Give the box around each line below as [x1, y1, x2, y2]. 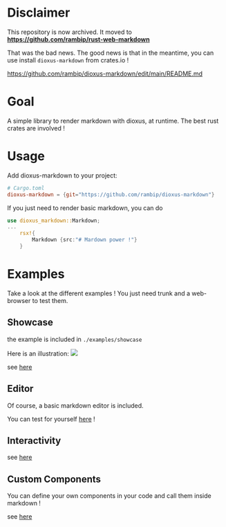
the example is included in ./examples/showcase [7, 335, 142, 343]
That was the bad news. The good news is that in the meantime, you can [7, 49, 214, 57]
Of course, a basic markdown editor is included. [7, 401, 144, 410]
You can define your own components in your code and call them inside [7, 492, 212, 500]
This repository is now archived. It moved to [7, 28, 133, 36]
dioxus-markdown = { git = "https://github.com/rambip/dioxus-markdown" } [7, 191, 215, 198]
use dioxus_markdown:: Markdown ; [7, 217, 100, 224]
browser [7, 296, 31, 304]
